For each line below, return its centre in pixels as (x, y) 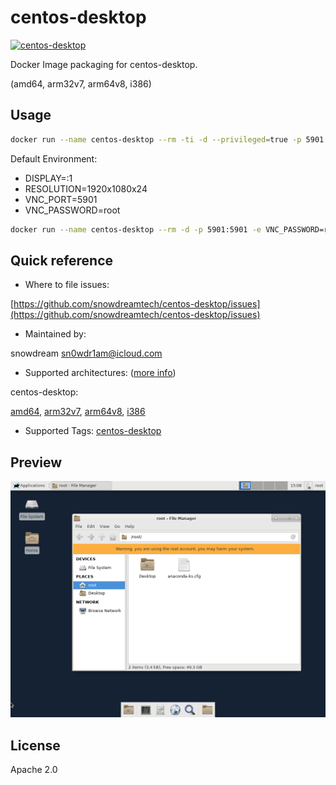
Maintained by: (55, 334)
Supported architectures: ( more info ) (100, 373)
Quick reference (62, 260)
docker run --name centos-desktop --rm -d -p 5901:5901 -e (136, 229)
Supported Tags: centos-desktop (93, 431)
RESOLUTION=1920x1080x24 (86, 188)
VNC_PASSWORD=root (72, 210)
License (35, 745)
